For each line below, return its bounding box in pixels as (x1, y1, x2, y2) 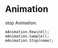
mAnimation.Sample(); (5, 34, 50, 39)
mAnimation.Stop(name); (5, 38, 54, 43)
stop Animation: (5, 20, 37, 26)
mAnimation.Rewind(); (5, 29, 50, 34)
